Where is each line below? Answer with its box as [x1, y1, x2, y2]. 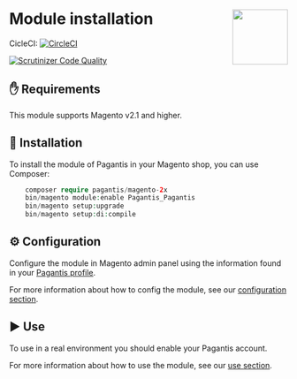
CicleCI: [9, 38, 38, 49]
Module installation [9, 9, 154, 29]
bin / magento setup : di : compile [25, 210, 137, 219]
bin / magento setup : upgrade [25, 201, 125, 211]
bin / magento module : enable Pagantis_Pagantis [25, 193, 196, 202]
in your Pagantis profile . [9, 267, 96, 277]
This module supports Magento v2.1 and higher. [9, 110, 183, 120]
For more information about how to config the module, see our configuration [9, 284, 287, 295]
